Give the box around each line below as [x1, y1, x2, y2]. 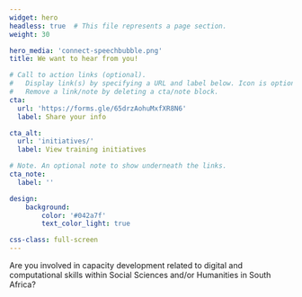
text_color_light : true [41, 219, 130, 229]
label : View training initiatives [17, 145, 147, 154]
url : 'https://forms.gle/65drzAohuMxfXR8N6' [17, 104, 187, 113]
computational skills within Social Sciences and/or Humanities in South [9, 270, 271, 280]
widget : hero [9, 13, 58, 22]
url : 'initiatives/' [17, 136, 94, 146]
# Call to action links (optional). [9, 71, 147, 80]
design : [9, 194, 39, 203]
